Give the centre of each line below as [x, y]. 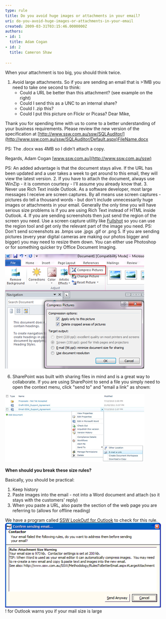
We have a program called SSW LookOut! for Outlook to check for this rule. [82, 520]
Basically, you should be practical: [40, 480]
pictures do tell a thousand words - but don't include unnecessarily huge [79, 200]
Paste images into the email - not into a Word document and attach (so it [86, 494]
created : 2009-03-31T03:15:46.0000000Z [46, 26]
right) [25, 98]
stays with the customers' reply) [45, 500]
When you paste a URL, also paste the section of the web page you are [84, 505]
